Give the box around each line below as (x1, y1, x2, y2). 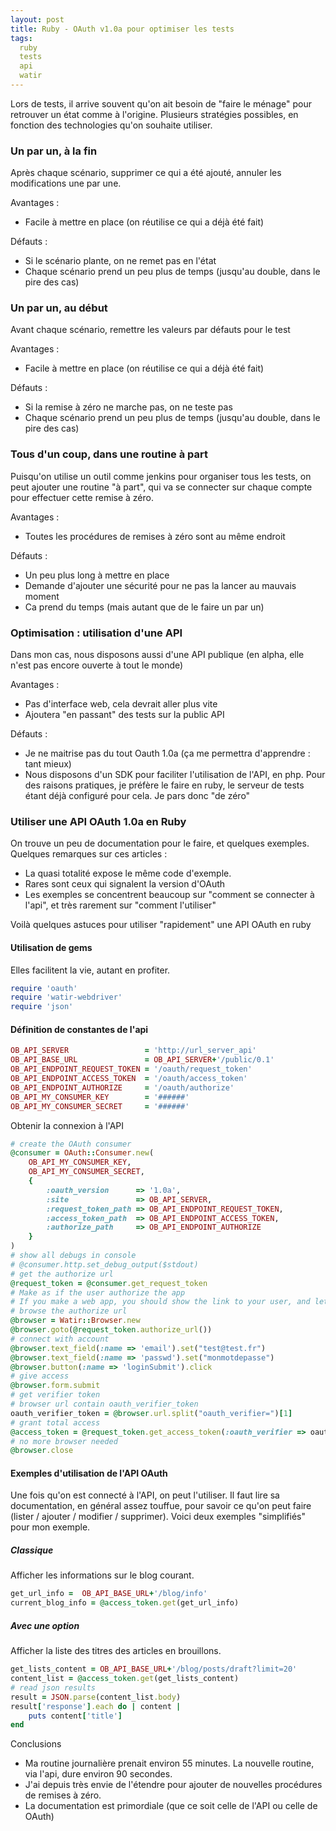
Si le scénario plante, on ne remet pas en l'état (24, 255, 217, 267)
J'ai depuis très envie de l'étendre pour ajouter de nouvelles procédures (24, 1779, 323, 1791)
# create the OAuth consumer (10, 1139, 132, 1149)
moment (24, 590, 60, 602)
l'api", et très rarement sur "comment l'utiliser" (24, 899, 217, 911)
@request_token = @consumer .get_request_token (10, 1278, 208, 1288)
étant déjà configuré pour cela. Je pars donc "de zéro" (24, 790, 251, 802)
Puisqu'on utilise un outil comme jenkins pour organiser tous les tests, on (10, 470, 312, 482)
